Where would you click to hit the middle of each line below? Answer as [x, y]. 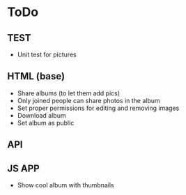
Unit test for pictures [47, 54]
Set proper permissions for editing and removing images [98, 108]
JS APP [23, 168]
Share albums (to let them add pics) [69, 93]
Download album [41, 115]
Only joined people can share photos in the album [88, 100]
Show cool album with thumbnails [65, 185]
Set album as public [46, 123]
